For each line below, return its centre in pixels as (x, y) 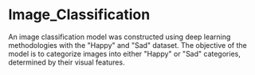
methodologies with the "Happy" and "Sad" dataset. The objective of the (127, 45)
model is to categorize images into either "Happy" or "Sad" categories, (124, 53)
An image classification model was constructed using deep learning (120, 37)
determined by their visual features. (67, 62)
